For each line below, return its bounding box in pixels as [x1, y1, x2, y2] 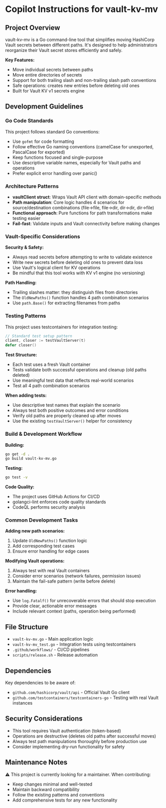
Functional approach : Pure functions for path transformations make [12, 210, 153, 216]
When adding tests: [5, 392, 47, 398]
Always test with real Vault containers [12, 568, 90, 574]
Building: [5, 442, 24, 448]
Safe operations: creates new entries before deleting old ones [12, 82, 140, 88]
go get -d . [5, 451, 30, 457]
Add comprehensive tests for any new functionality [12, 797, 118, 803]
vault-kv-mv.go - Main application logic [12, 636, 94, 642]
